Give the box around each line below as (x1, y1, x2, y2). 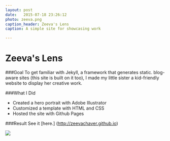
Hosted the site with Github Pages (12, 111, 84, 117)
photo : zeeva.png (5, 17, 42, 22)
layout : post (5, 7, 33, 13)
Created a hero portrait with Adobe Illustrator (12, 100, 107, 106)
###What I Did (5, 90, 36, 96)
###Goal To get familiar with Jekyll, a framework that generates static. (5, 69, 153, 76)
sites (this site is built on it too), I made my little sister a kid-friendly (19, 75, 159, 81)
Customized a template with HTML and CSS (12, 105, 105, 112)
